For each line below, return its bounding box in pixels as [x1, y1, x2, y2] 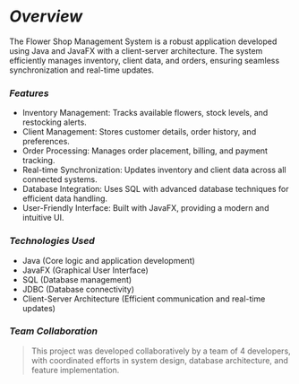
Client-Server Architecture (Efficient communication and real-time [21, 293, 266, 304]
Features [9, 87, 49, 100]
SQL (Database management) [21, 274, 132, 284]
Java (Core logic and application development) [21, 255, 195, 266]
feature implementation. [30, 364, 120, 375]
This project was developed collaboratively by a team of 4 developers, [30, 345, 291, 356]
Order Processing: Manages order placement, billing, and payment [21, 145, 269, 156]
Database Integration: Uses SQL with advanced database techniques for [21, 184, 289, 195]
